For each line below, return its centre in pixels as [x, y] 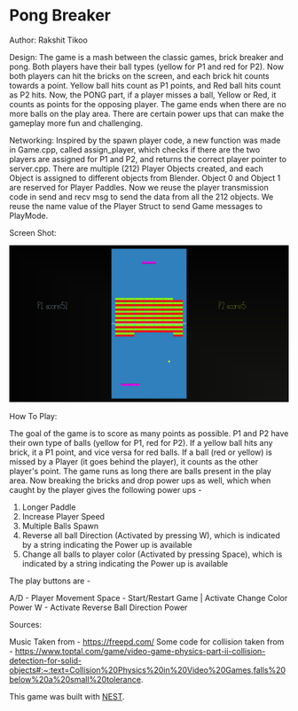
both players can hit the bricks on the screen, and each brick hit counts [139, 75]
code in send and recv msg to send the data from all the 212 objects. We [141, 197]
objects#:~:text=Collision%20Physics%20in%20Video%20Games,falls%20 [148, 670]
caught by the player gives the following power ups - [106, 490]
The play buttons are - [50, 581]
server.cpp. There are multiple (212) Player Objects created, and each [137, 168]
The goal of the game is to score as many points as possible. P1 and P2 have [149, 434]
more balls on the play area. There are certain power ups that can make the [147, 113]
